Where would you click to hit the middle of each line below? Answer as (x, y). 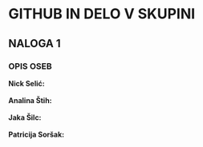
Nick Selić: (27, 83)
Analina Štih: (30, 100)
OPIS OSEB (30, 66)
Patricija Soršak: (37, 134)
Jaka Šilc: (25, 117)
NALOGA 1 (35, 44)
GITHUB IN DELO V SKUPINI (102, 14)
